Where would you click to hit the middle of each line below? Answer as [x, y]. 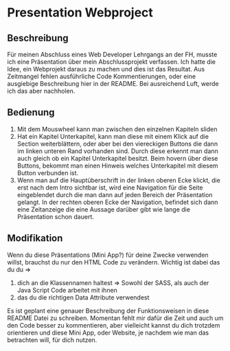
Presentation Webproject [80, 13]
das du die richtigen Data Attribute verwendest [83, 297]
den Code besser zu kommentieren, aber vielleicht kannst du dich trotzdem [114, 325]
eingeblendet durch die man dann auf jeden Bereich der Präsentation [115, 194]
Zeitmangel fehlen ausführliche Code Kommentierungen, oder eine [102, 76]
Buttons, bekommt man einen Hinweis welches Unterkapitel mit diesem [117, 166]
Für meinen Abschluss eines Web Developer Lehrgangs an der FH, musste [112, 54]
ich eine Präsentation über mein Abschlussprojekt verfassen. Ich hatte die [112, 62]
